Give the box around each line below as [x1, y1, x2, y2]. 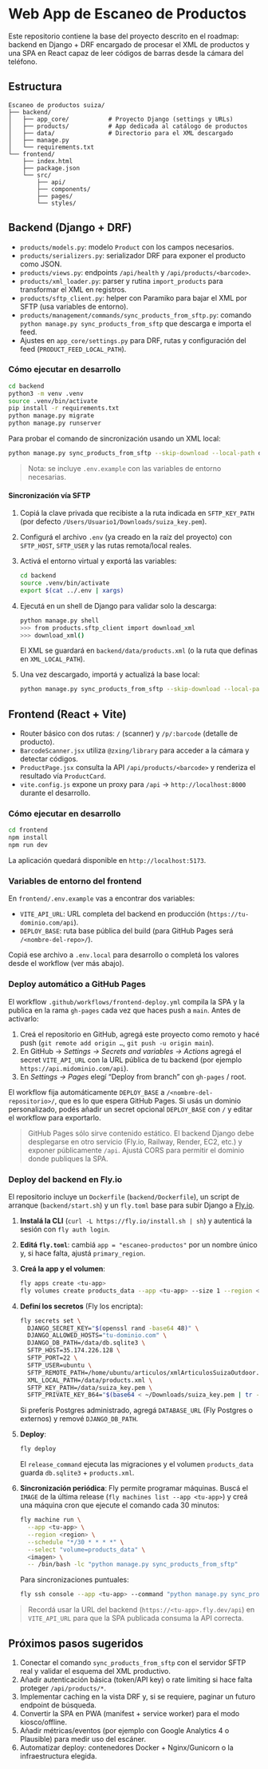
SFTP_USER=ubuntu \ [27, 1361, 92, 1369]
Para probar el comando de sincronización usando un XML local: [8, 433, 221, 444]
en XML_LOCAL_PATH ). [19, 654, 85, 664]
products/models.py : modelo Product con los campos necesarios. [19, 242, 235, 252]
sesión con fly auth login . [19, 1224, 110, 1234]
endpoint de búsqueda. [19, 1700, 97, 1710]
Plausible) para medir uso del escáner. [19, 1735, 146, 1743]
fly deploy [19, 1445, 57, 1453]
